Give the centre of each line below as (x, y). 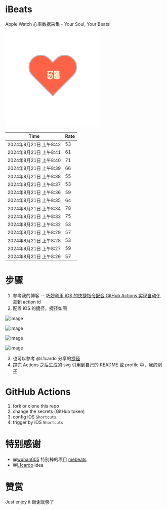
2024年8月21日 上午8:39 (34, 168)
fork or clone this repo (36, 406)
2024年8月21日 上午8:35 (34, 200)
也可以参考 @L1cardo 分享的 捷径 (46, 358)
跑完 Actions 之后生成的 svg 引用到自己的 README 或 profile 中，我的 (85, 365)
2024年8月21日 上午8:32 (34, 225)
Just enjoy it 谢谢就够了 (30, 502)
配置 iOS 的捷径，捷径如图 (40, 308)
